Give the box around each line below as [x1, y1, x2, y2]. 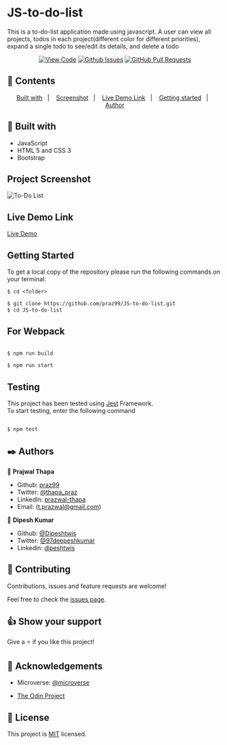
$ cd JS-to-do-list [7, 307, 63, 314]
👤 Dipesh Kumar [7, 516, 54, 524]
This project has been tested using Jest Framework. [7, 399, 154, 407]
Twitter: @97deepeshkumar [16, 536, 96, 545]
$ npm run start [7, 362, 53, 369]
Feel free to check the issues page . [7, 595, 106, 603]
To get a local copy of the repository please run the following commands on [7, 268, 221, 276]
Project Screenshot [7, 173, 91, 185]
